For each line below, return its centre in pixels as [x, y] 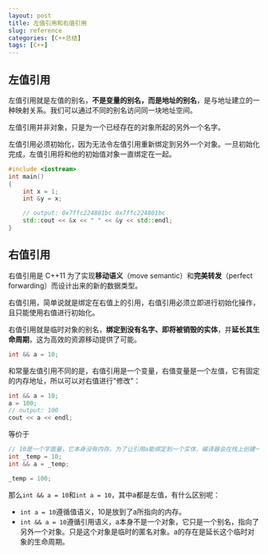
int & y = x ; [42, 199]
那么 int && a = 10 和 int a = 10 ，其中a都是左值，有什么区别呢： [114, 494]
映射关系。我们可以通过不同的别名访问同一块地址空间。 [106, 110]
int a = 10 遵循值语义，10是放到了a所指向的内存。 [102, 512]
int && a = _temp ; [39, 464]
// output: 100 [33, 411]
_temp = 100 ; [30, 478]
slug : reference [35, 30]
